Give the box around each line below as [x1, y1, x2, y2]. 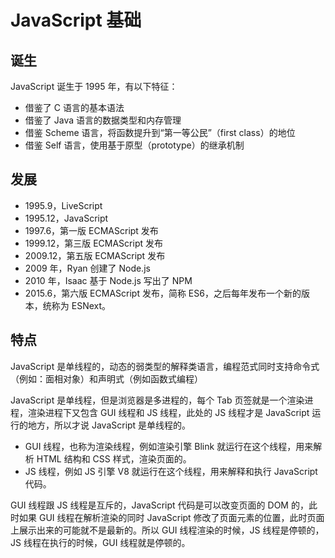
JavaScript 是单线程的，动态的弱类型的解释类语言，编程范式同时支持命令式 [10, 360, 320, 372]
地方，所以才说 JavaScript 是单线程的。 [27, 419, 192, 431]
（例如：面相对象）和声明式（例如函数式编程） [10, 372, 203, 385]
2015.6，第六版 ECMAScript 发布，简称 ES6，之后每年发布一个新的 [24, 287, 302, 299]
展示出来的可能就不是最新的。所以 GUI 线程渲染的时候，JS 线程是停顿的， [18, 524, 325, 536]
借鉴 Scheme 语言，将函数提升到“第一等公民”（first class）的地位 [24, 127, 296, 138]
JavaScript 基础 [10, 9, 142, 32]
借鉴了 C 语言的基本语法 [24, 102, 125, 113]
